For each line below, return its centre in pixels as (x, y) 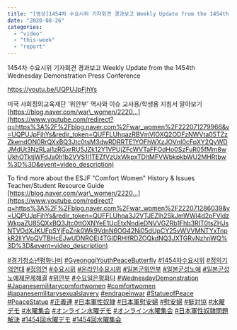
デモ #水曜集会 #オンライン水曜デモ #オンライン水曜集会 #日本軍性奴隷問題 (118, 311)
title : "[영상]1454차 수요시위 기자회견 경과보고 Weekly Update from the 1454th (118, 14)
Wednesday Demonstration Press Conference (74, 76)
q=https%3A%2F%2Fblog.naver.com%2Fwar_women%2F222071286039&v (118, 208)
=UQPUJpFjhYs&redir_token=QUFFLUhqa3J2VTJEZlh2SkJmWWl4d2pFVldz (118, 216)
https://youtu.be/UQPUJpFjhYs (52, 89)
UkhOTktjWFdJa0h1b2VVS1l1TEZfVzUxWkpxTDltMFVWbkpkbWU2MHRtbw (117, 157)
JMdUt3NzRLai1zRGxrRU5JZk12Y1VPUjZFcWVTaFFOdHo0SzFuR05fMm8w (117, 149)
